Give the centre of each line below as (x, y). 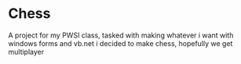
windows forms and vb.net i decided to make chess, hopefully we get (120, 43)
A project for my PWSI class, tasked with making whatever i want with (121, 35)
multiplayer (26, 52)
